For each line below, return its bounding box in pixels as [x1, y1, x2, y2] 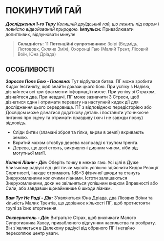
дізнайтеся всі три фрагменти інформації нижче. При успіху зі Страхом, [5, 88, 156, 95]
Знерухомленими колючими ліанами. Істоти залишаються [5, 175, 127, 181]
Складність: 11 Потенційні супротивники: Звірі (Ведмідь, [17, 40, 139, 46]
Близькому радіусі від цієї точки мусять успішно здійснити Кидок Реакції [5, 164, 158, 170]
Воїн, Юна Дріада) [17, 51, 56, 57]
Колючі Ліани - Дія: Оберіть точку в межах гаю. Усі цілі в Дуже [5, 159, 139, 165]
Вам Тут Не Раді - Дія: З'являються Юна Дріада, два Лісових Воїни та [5, 195, 153, 201]
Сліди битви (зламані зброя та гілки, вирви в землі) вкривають [12, 129, 144, 135]
